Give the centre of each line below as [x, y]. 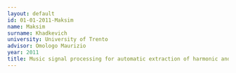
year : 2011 [23, 53]
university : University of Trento [58, 40]
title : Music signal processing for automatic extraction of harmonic [113, 59]
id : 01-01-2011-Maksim [40, 20]
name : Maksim [26, 26]
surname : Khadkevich [38, 33]
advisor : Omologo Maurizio [47, 46]
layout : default [31, 14]
